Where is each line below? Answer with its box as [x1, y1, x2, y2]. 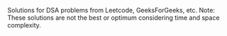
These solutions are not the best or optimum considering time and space [7, 13, 220, 22]
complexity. [7, 21, 41, 29]
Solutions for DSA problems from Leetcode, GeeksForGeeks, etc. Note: [7, 6, 215, 14]
